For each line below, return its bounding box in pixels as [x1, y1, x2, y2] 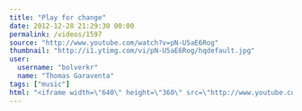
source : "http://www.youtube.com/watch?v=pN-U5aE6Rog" [9, 38, 219, 47]
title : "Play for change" [9, 13, 106, 22]
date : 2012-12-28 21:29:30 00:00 [9, 21, 135, 30]
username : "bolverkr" [17, 64, 99, 73]
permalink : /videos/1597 [9, 30, 102, 38]
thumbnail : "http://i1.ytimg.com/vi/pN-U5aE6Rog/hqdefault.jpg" [9, 47, 255, 55]
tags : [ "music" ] [9, 80, 70, 89]
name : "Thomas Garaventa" [17, 72, 115, 81]
